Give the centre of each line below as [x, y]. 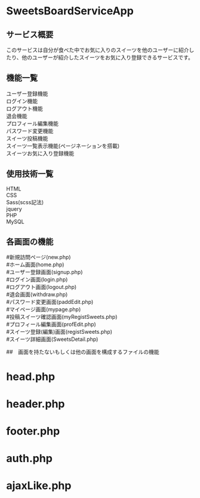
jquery [14, 209]
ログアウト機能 [24, 108]
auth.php [29, 459]
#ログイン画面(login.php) [37, 279]
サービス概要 [30, 34]
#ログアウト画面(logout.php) [41, 287]
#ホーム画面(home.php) [35, 265]
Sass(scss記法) [25, 202]
